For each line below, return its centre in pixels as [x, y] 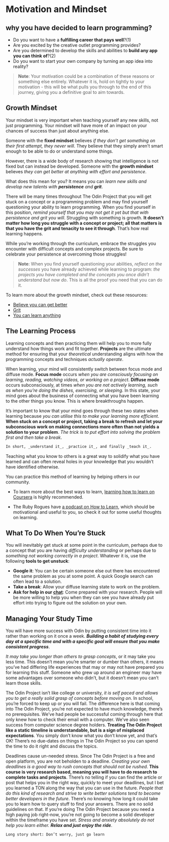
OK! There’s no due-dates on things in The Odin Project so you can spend [82, 741]
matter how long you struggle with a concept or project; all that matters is [84, 223]
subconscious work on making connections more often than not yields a [82, 427]
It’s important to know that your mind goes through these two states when [82, 411]
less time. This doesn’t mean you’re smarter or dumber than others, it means [85, 662]
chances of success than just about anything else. [58, 131]
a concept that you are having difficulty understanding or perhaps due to [81, 550]
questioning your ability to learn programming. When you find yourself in [81, 207]
